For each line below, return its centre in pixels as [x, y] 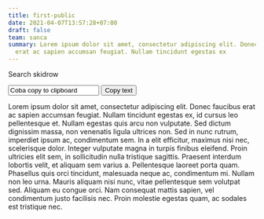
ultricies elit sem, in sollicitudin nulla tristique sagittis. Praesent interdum [125, 157]
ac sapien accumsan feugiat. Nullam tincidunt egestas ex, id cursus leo [123, 115]
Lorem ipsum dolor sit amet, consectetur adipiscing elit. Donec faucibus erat [132, 106]
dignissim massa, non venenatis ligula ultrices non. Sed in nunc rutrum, [123, 131]
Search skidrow [33, 74]
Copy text [119, 90]
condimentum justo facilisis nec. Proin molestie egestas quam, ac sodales [128, 198]
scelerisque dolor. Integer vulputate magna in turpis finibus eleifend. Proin [128, 148]
